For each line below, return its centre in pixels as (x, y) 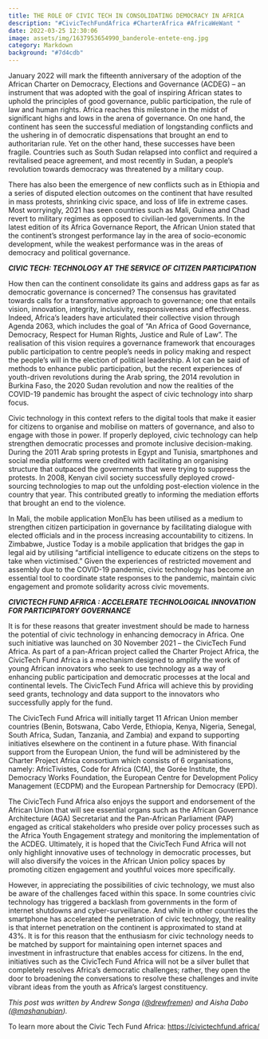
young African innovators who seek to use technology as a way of (117, 668)
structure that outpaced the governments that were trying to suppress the (130, 469)
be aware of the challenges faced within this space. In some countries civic (132, 893)
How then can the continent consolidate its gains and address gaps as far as (134, 284)
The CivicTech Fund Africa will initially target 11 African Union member (123, 718)
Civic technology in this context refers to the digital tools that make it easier (132, 418)
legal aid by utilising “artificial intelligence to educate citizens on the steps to (134, 552)
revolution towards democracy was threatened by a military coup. (116, 169)
